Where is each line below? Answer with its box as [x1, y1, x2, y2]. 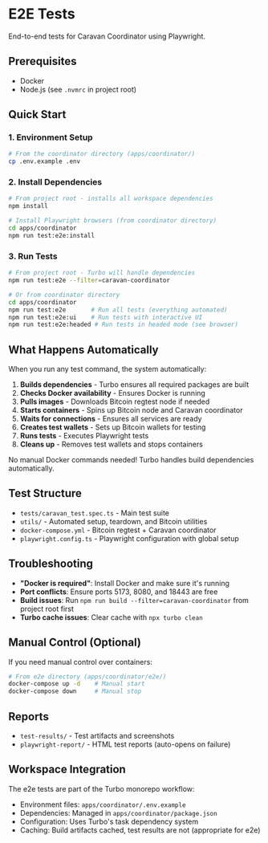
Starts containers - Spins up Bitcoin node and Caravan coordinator [19, 405, 243, 415]
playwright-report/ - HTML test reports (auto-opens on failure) [19, 739, 231, 749]
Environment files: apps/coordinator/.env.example [19, 800, 186, 809]
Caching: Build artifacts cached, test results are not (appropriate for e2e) [19, 825, 261, 835]
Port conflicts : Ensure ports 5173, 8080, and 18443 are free [19, 587, 218, 597]
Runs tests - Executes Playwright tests [19, 431, 149, 441]
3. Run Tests [8, 250, 58, 262]
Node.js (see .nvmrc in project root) [19, 84, 137, 94]
